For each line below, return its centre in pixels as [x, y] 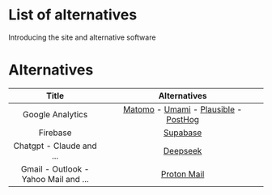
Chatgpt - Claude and [55, 146]
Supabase [183, 133]
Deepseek [183, 150]
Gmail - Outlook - [55, 169]
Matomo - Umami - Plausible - [183, 109]
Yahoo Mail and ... [55, 179]
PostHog [183, 119]
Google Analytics [55, 114]
